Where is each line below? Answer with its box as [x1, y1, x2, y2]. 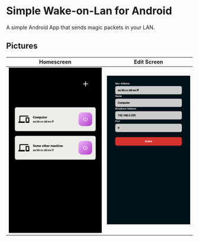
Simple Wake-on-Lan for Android [6, 4, 172, 18]
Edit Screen [134, 58, 163, 66]
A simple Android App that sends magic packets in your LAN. [6, 24, 155, 31]
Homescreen [38, 58, 72, 66]
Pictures [6, 41, 38, 51]
